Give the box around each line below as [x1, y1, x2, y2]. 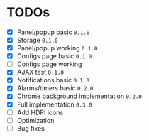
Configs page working [16, 60, 82, 68]
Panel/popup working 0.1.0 [16, 44, 98, 53]
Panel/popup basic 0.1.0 [16, 28, 90, 36]
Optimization [16, 116, 55, 124]
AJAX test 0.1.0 [16, 68, 65, 77]
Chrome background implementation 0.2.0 [16, 92, 143, 100]
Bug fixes [16, 124, 45, 132]
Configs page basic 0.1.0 [16, 52, 92, 60]
